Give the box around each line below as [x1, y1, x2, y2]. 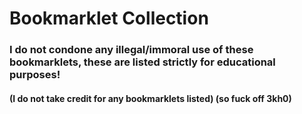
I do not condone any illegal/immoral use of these [9, 43, 254, 57]
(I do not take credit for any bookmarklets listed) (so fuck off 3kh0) [9, 92, 292, 104]
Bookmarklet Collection [9, 7, 209, 30]
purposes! [9, 68, 61, 82]
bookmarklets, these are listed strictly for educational [9, 55, 276, 69]
